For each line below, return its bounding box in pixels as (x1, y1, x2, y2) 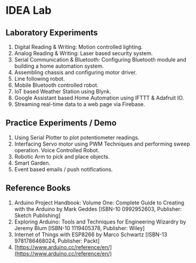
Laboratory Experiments (5, 28, 98, 38)
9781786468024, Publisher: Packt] (14, 237, 100, 244)
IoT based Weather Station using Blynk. (14, 88, 112, 95)
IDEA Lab (5, 4, 52, 17)
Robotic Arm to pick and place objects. (14, 153, 110, 160)
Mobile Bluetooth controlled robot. (14, 81, 99, 89)
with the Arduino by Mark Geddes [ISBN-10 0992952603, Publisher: (14, 205, 182, 213)
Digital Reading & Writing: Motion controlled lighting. (14, 43, 143, 50)
